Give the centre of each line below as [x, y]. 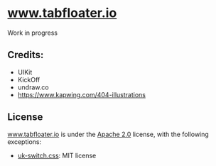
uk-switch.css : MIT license [57, 155]
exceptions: [24, 142]
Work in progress [33, 33]
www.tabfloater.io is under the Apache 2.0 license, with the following [108, 134]
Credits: [26, 55]
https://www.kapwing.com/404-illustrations [81, 94]
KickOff [29, 79]
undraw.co [33, 87]
